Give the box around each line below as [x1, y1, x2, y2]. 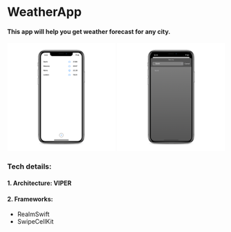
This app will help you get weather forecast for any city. [7, 27, 171, 35]
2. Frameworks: [7, 195, 53, 203]
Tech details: [7, 162, 52, 171]
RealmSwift [17, 210, 50, 218]
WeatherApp [7, 4, 82, 20]
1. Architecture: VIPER [7, 179, 72, 187]
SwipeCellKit [17, 217, 54, 226]
